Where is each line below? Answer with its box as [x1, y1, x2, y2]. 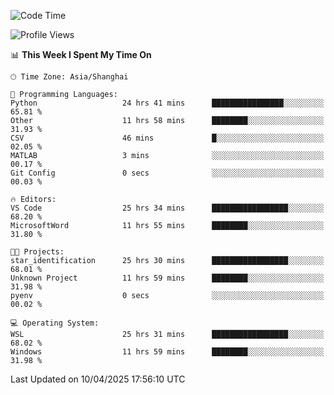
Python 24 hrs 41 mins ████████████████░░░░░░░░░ [10, 98, 325, 108]
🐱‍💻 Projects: [10, 247, 65, 257]
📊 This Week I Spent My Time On [10, 49, 152, 60]
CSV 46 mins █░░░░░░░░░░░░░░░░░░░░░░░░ [10, 133, 325, 143]
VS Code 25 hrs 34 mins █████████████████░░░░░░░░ [10, 203, 325, 213]
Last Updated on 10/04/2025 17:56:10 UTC [10, 373, 186, 385]
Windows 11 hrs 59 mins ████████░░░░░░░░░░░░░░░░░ [10, 347, 325, 357]
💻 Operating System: [10, 318, 100, 328]
